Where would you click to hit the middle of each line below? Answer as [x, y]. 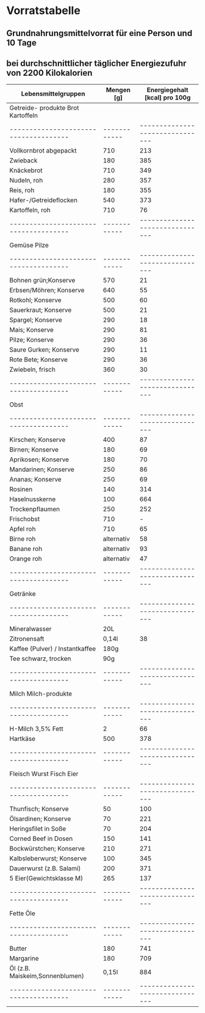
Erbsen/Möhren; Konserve [47, 290]
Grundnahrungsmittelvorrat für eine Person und [99, 33]
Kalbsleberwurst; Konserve [48, 859]
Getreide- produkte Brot [44, 108]
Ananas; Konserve [36, 480]
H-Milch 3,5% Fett [37, 729]
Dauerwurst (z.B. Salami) [45, 868]
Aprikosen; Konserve [39, 460]
